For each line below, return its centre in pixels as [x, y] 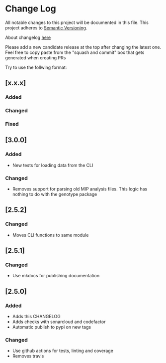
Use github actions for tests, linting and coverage [63, 351]
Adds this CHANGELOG [36, 317]
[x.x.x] [16, 83]
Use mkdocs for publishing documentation [56, 276]
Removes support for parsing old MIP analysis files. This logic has [80, 189]
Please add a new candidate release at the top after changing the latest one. [83, 47]
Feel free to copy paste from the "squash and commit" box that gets [75, 52]
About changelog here [28, 37]
